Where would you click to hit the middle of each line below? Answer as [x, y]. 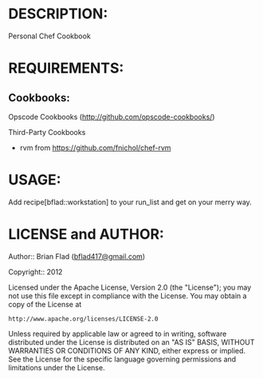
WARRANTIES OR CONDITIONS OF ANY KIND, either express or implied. [127, 350]
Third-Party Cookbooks [47, 132]
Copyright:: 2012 [35, 271]
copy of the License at [45, 304]
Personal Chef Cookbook [50, 36]
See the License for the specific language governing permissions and [122, 359]
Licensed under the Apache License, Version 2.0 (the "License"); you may [130, 287]
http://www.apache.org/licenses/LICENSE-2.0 [83, 319]
